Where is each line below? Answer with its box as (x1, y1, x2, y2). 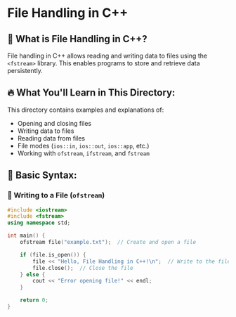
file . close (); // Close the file (32, 264, 133, 271)
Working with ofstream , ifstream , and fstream (17, 149, 150, 157)
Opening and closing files (17, 119, 92, 127)
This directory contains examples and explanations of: (7, 105, 164, 114)
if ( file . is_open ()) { (20, 251, 86, 258)
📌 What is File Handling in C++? (7, 33, 147, 45)
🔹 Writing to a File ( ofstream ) (7, 190, 105, 200)
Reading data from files (17, 134, 86, 142)
